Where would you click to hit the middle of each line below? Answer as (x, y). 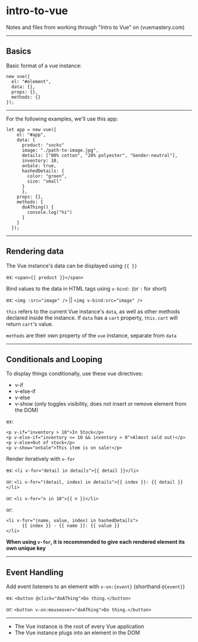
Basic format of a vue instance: (44, 66)
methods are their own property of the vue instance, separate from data (91, 335)
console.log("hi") (50, 212)
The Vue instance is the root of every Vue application (79, 627)
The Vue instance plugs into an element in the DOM (77, 633)
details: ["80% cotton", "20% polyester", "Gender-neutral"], (100, 155)
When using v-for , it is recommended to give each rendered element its (95, 542)
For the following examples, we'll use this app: (62, 119)
